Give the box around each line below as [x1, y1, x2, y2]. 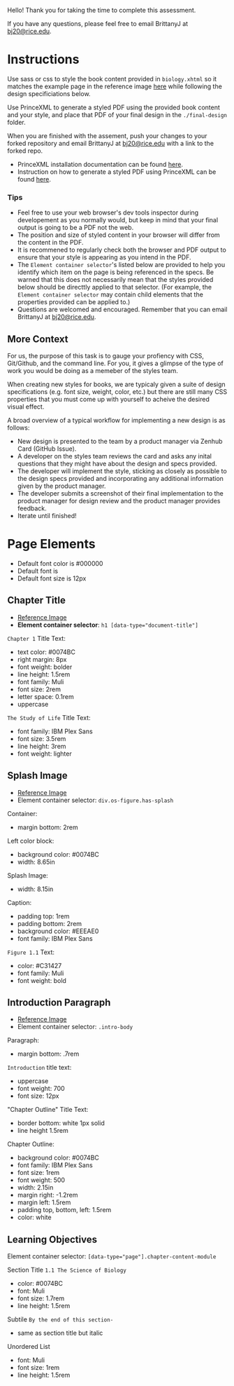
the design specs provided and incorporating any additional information [17, 475, 224, 483]
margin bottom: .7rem [17, 1049, 80, 1058]
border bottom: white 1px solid [17, 1119, 105, 1127]
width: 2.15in [17, 1183, 54, 1192]
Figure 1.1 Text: [7, 948, 54, 956]
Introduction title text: [7, 1064, 72, 1072]
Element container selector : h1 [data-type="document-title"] [17, 620, 199, 629]
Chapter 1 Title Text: [7, 634, 66, 642]
